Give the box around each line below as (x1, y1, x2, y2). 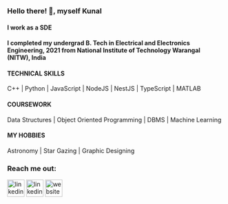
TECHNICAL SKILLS (7, 69, 65, 78)
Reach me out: (7, 163, 56, 173)
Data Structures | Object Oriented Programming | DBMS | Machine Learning (7, 115, 222, 124)
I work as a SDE (7, 23, 52, 32)
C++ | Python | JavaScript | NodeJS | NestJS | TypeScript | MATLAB (7, 84, 201, 93)
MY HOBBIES (7, 131, 45, 139)
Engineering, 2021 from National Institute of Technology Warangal (7, 46, 201, 54)
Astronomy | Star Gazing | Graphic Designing (7, 146, 135, 155)
